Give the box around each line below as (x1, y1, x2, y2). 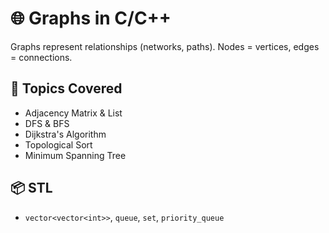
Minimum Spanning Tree (24, 149, 127, 161)
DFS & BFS (24, 117, 70, 129)
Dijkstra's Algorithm (24, 128, 107, 140)
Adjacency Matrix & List (24, 107, 123, 119)
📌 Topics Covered (10, 80, 123, 97)
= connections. (10, 51, 73, 63)
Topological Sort (24, 138, 93, 151)
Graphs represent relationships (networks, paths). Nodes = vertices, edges (10, 40, 320, 52)
